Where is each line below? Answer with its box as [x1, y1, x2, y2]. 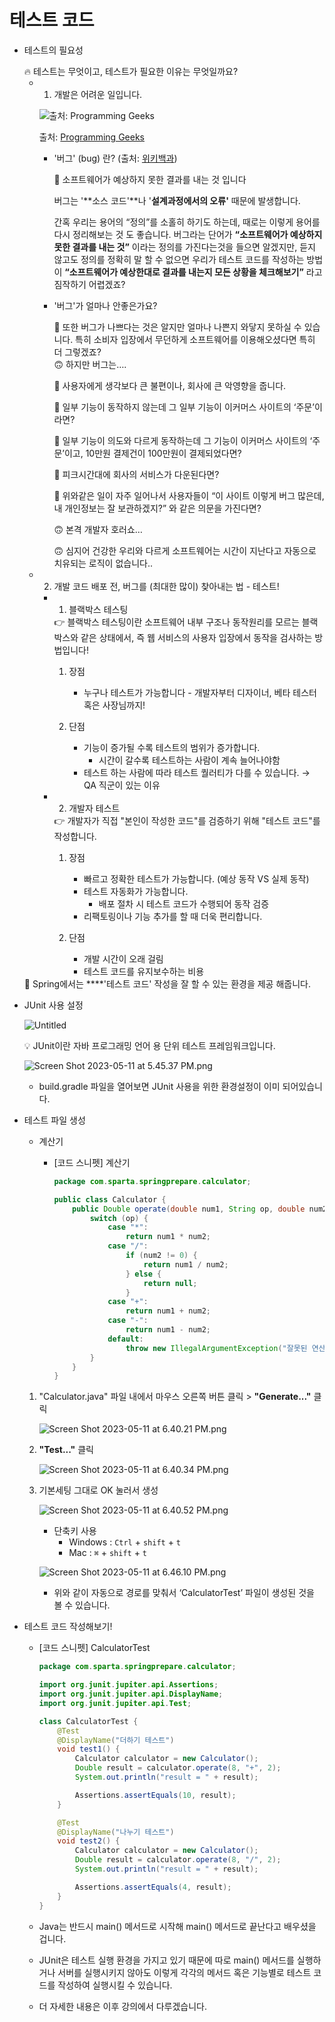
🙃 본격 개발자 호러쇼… [53, 523, 143, 535]
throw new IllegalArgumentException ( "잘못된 [125, 1343, 308, 1353]
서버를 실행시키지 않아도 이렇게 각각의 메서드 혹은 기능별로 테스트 [57, 1966, 312, 1978]
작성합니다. [53, 830, 97, 842]
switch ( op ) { [89, 1213, 149, 1223]
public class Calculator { [53, 1194, 167, 1205]
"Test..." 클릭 [38, 1444, 94, 1456]
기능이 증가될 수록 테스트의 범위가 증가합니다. [83, 741, 261, 753]
